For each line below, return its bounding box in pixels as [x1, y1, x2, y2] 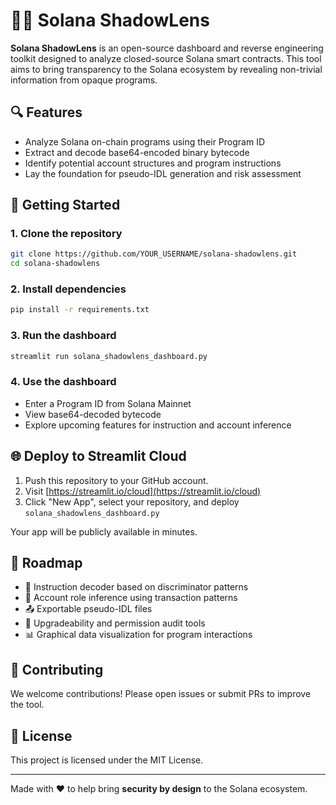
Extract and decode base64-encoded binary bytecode [24, 146, 250, 158]
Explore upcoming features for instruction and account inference [24, 419, 292, 431]
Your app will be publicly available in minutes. [10, 525, 198, 538]
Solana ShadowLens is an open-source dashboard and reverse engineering [10, 42, 324, 54]
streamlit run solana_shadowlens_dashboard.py [10, 351, 208, 361]
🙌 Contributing [10, 661, 104, 678]
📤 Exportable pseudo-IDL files [24, 603, 153, 615]
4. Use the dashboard [10, 375, 117, 389]
